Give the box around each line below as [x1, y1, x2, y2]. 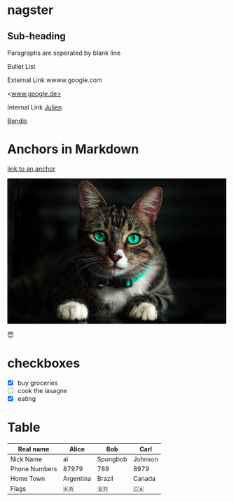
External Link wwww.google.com [7, 76, 103, 84]
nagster [7, 2, 54, 18]
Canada [132, 475, 156, 483]
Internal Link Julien [7, 103, 62, 111]
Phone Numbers [10, 465, 57, 473]
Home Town [10, 475, 46, 483]
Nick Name [10, 455, 43, 463]
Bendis [7, 117, 27, 125]
